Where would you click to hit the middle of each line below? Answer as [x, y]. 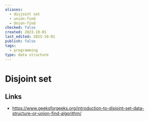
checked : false [20, 28]
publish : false [20, 41]
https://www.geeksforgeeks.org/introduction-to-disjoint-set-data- [78, 108]
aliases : [14, 9]
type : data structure [27, 55]
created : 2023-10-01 [26, 32]
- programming [24, 50]
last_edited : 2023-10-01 [30, 37]
